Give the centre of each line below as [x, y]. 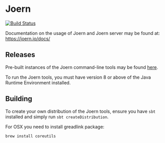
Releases [20, 55]
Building [19, 99]
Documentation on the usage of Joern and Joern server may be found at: [83, 33]
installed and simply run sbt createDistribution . [57, 117]
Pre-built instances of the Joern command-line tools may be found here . [82, 67]
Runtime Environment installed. [38, 82]
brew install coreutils [31, 136]
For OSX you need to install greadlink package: [55, 127]
